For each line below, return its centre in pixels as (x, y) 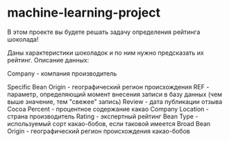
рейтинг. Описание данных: (48, 60)
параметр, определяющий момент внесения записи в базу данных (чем (115, 94)
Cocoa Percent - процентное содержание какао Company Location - (108, 109)
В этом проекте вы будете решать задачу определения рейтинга (104, 32)
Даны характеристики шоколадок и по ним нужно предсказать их (106, 53)
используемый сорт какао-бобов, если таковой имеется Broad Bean (109, 123)
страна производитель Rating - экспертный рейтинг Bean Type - (103, 116)
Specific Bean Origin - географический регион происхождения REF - (108, 87)
